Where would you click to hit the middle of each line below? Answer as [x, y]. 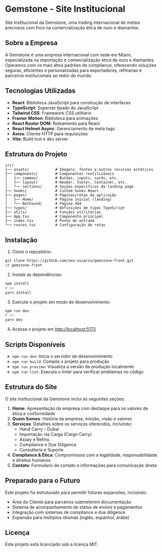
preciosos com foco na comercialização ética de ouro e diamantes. [72, 27]
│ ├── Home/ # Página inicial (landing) [58, 199]
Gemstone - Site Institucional [65, 9]
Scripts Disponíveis [35, 345]
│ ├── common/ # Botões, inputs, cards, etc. [62, 178]
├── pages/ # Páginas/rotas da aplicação [61, 195]
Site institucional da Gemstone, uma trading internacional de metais [73, 22]
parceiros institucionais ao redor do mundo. [49, 75]
